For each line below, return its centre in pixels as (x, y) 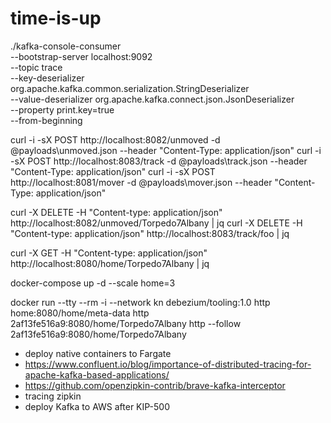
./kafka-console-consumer (66, 46)
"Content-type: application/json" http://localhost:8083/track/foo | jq (150, 233)
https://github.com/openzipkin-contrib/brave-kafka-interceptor (155, 385)
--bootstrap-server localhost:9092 (81, 56)
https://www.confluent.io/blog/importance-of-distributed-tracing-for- (168, 364)
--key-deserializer (47, 78)
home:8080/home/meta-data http (80, 313)
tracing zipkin (53, 396)
